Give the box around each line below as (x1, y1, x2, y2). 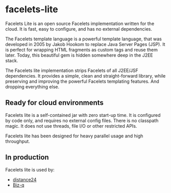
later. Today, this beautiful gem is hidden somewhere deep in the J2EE (5, 52, 153, 58)
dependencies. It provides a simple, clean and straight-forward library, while (5, 73, 166, 79)
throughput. (5, 138, 30, 144)
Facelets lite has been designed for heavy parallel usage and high (5, 133, 143, 139)
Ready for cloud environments (5, 99, 104, 107)
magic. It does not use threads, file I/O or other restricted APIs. (5, 123, 137, 129)
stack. (5, 57, 18, 63)
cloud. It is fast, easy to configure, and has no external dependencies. (5, 26, 152, 32)
